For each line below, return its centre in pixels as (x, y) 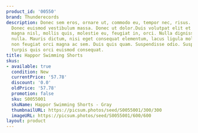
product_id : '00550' (32, 11)
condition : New (30, 72)
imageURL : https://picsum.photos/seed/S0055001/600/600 (81, 115)
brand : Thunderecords (33, 17)
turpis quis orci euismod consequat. (58, 50)
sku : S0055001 (29, 99)
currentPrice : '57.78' (39, 77)
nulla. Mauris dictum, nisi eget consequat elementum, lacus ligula (97, 39)
